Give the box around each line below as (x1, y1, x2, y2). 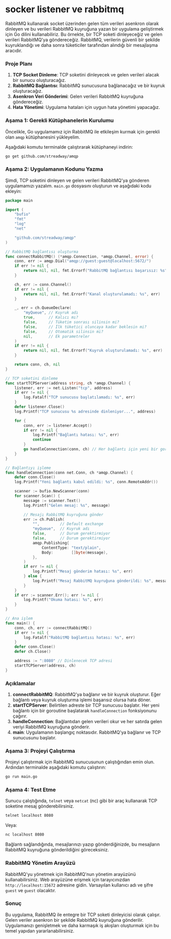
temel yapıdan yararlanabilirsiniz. (5, 928, 75, 934)
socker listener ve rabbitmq (5, 4, 124, 15)
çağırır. (12, 713, 27, 719)
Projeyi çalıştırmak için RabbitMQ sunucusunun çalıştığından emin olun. (5, 759, 155, 765)
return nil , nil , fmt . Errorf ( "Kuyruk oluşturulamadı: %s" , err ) (23, 348, 163, 353)
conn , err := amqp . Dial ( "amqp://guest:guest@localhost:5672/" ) (14, 259, 152, 264)
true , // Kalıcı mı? (23, 315, 79, 320)
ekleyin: (5, 188, 22, 194)
